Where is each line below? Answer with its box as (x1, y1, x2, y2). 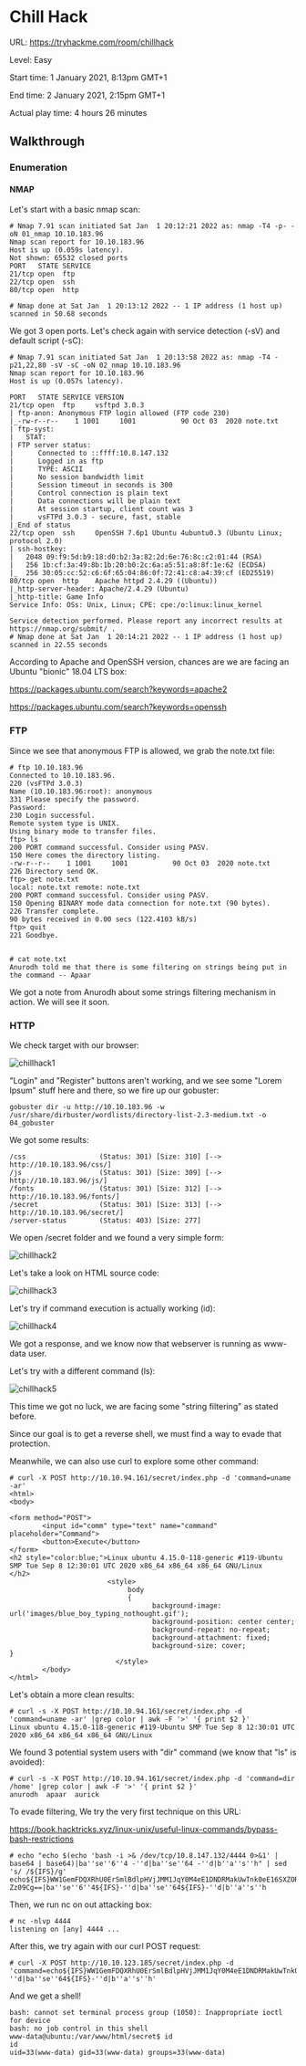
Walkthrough (9, 134, 85, 150)
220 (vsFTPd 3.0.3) (9, 779, 84, 788)
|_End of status (9, 520, 71, 530)
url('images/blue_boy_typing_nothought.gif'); (9, 1610, 189, 1619)
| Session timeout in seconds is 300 (9, 481, 173, 490)
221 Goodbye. (9, 930, 59, 939)
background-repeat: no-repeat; (151, 1625, 271, 1635)
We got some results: (9, 1135, 89, 1146)
